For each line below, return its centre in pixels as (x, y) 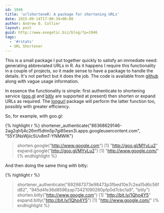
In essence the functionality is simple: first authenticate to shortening (75, 91)
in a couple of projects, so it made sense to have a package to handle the (79, 71)
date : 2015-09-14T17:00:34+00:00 (39, 19)
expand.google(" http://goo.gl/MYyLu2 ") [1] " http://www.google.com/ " (88, 151)
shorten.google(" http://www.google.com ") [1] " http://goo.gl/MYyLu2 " (87, 145)
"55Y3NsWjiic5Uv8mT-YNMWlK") (39, 136)
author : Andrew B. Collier (33, 23)
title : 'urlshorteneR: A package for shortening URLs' (62, 14)
